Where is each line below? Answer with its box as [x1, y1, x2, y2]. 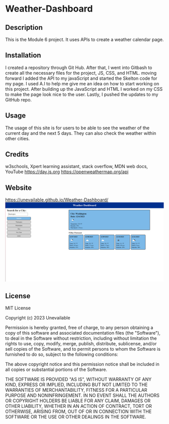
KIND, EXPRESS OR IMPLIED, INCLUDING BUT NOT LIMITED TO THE [5, 382, 148, 388]
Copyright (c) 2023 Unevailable [5, 315, 70, 321]
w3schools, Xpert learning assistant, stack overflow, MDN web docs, [5, 164, 148, 170]
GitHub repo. [5, 96, 32, 102]
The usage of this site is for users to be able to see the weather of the [5, 125, 150, 131]
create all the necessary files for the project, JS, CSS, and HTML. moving [5, 70, 157, 76]
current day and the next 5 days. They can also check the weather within [5, 130, 156, 136]
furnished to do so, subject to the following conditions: [5, 351, 118, 357]
